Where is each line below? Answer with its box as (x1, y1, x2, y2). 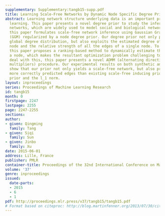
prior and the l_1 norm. (9, 76, 60, 81)
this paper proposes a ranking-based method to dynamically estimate (9, 48, 155, 53)
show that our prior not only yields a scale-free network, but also (9, 67, 155, 72)
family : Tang (9, 126, 36, 131)
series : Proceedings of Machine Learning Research (5, 84, 111, 90)
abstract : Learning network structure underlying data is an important (5, 16, 155, 21)
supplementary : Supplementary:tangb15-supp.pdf (5, 7, 105, 12)
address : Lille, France (5, 153, 54, 158)
